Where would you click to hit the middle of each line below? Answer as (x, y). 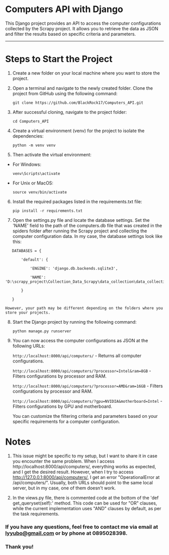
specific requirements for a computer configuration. (66, 421)
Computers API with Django (64, 9)
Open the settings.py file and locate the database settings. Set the (81, 220)
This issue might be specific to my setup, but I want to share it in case (85, 456)
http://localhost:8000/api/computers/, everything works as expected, (84, 466)
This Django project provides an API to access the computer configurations (83, 23)
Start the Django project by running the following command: (74, 322)
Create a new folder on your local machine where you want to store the (86, 73)
